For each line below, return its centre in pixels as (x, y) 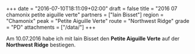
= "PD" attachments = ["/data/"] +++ (51, 27)
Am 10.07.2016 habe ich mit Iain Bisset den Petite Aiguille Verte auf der (93, 38)
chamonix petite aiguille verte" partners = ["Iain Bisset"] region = (85, 15)
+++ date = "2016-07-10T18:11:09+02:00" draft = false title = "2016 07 (92, 9)
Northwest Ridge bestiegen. (41, 45)
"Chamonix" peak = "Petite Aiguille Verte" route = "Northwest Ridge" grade (98, 21)
